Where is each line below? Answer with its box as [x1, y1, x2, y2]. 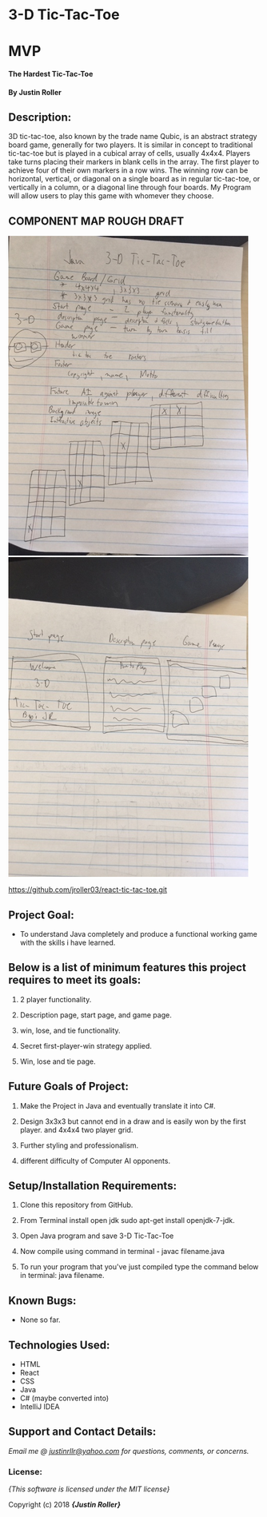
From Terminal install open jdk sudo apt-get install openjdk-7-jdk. [19, 1216, 236, 1225]
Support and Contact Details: [8, 1425, 157, 1439]
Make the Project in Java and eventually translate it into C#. [19, 1101, 216, 1110]
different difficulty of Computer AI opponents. [19, 1156, 170, 1165]
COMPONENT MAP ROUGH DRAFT [8, 214, 185, 228]
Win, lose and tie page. [19, 1057, 96, 1066]
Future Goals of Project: [8, 1080, 130, 1093]
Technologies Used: [8, 1338, 110, 1352]
